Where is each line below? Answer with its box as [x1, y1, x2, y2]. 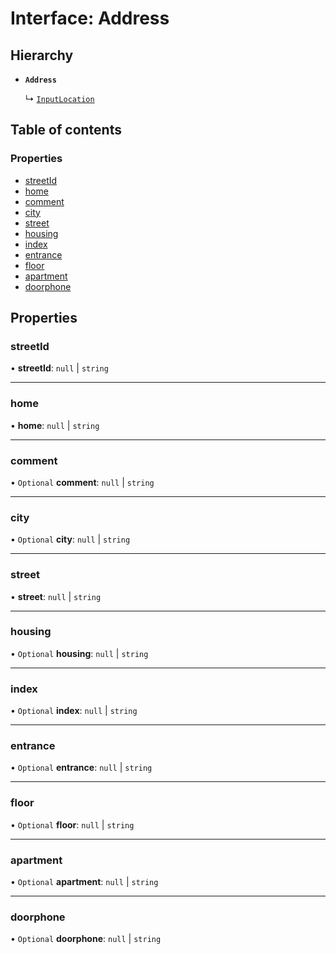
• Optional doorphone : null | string [10, 933, 162, 945]
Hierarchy [10, 47, 74, 64]
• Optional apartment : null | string [10, 876, 159, 888]
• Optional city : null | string [10, 533, 131, 546]
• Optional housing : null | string [10, 647, 149, 659]
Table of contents [10, 122, 122, 139]
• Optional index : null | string [10, 705, 138, 717]
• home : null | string [10, 419, 100, 431]
